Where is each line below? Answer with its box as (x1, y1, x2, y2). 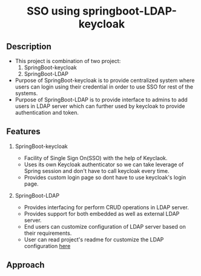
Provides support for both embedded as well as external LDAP (24, 210, 180, 217)
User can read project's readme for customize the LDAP (24, 235, 164, 243)
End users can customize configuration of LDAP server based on (24, 223, 186, 230)
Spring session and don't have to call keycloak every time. (24, 167, 170, 174)
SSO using (26, 4, 81, 18)
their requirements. (24, 229, 72, 237)
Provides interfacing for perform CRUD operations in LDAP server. (24, 203, 189, 210)
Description (6, 41, 51, 52)
